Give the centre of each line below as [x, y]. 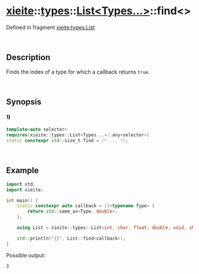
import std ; [21, 184]
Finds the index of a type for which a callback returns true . [78, 72]
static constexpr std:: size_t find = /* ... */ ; [67, 141]
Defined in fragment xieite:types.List [50, 27]
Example [23, 171]
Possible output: [26, 255]
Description [28, 58]
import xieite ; [25, 190]
